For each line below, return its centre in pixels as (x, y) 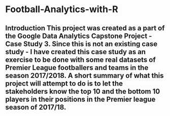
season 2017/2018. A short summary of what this (84, 75)
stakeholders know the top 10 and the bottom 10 (83, 91)
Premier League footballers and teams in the (77, 68)
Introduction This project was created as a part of (85, 28)
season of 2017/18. (36, 107)
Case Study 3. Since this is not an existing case (81, 44)
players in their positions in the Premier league (80, 99)
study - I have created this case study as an (76, 52)
